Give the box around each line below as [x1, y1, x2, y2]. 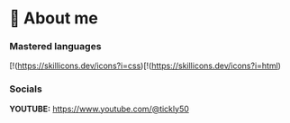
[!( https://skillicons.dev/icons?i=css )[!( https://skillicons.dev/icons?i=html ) [9, 60, 282, 71]
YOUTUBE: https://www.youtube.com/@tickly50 [9, 103, 189, 114]
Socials [9, 83, 42, 95]
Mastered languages [9, 40, 102, 53]
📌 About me [9, 8, 99, 29]
